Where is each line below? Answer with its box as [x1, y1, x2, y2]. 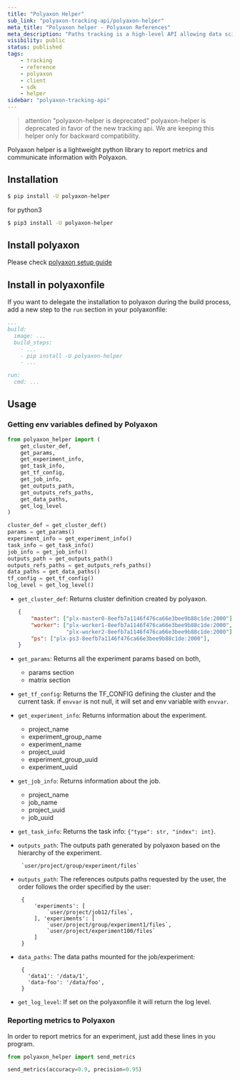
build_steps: [14, 339, 53, 346]
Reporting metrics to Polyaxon [7, 1016, 116, 1026]
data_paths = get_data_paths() [7, 569, 101, 576]
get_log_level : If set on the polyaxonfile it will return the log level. [17, 998, 212, 1006]
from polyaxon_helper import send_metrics [7, 1053, 136, 1061]
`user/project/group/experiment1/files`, [46, 921, 172, 929]
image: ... [14, 332, 46, 339]
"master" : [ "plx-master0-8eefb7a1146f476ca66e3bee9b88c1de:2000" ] [31, 615, 233, 622]
